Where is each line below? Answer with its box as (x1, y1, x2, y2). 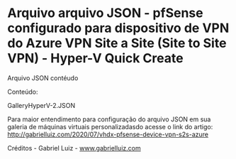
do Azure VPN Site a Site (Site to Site (7, 35, 227, 51)
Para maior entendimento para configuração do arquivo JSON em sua (7, 115, 211, 124)
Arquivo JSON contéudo (7, 73, 79, 82)
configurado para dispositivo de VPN (7, 20, 230, 36)
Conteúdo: (7, 87, 38, 96)
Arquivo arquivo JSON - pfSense (7, 5, 203, 21)
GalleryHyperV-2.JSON (7, 101, 76, 109)
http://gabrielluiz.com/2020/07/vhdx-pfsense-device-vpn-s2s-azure (7, 130, 209, 138)
